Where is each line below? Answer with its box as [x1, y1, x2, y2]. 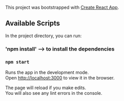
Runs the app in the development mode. [5, 69, 89, 75]
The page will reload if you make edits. [5, 85, 86, 91]
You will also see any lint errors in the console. [5, 90, 103, 96]
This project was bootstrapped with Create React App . [5, 5, 119, 10]
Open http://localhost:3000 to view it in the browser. [5, 75, 115, 81]
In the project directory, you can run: [5, 33, 82, 39]
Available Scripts [5, 19, 60, 28]
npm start [5, 59, 29, 65]
